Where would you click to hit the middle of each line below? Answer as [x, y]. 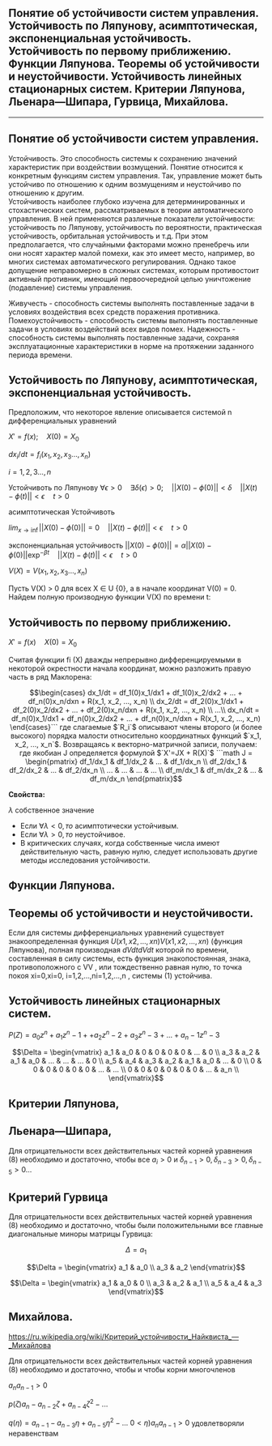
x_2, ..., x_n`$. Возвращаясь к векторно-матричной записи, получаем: [136, 744]
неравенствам [34, 1434]
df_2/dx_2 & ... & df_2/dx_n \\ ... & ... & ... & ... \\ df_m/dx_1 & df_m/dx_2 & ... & [136, 770]
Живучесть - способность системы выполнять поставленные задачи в [132, 303]
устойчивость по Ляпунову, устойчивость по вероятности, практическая [135, 227]
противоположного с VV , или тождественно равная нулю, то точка [125, 967]
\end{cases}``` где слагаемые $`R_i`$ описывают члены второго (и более [136, 727]
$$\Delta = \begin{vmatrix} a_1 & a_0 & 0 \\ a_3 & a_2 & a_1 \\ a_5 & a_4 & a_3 [136, 1282]
